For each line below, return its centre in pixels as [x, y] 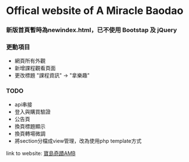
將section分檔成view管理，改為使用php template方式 [78, 140]
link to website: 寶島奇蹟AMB [41, 153]
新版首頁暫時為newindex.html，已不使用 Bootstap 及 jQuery [92, 30]
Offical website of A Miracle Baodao [95, 11]
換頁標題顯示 [30, 126]
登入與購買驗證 [32, 111]
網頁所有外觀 [30, 61]
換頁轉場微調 [30, 133]
